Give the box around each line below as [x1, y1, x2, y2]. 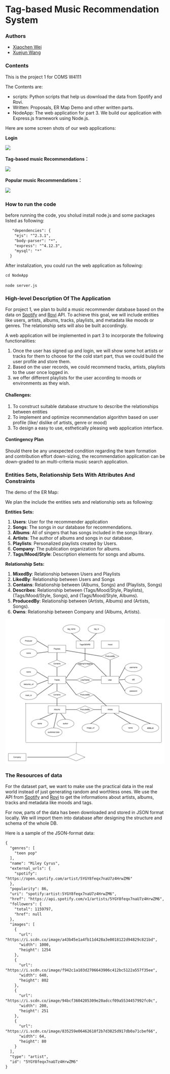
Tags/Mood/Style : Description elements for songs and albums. [12, 551, 146, 558]
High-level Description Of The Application [5, 295, 111, 302]
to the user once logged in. [12, 369, 70, 375]
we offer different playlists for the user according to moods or [12, 375, 142, 381]
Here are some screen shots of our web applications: [5, 125, 116, 131]
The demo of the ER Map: [5, 489, 59, 496]
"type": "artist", [10, 1054, 49, 1059]
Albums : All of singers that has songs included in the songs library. [12, 530, 153, 536]
